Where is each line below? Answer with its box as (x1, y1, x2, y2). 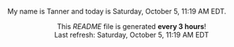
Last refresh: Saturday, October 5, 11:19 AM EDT (54, 31, 210, 39)
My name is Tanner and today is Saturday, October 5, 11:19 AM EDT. (7, 7, 227, 16)
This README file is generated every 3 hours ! (57, 22, 206, 31)
